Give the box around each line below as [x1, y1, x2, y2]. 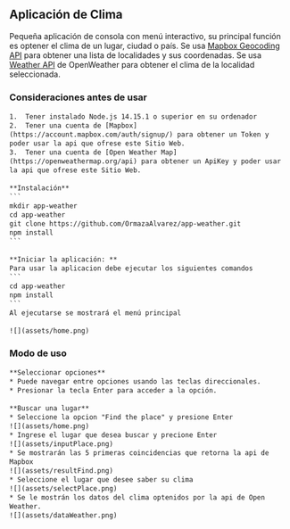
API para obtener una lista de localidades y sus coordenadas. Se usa [9, 49, 261, 61]
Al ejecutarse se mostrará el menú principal [9, 309, 181, 318]
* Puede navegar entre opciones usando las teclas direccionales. [9, 377, 261, 386]
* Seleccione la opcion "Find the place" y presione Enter [9, 413, 234, 422]
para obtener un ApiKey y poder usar [141, 157, 281, 166]
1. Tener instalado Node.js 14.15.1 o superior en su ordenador [9, 112, 257, 121]
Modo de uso [9, 347, 67, 360]
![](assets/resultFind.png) [9, 467, 114, 475]
